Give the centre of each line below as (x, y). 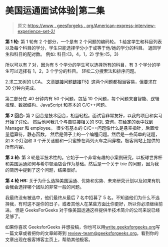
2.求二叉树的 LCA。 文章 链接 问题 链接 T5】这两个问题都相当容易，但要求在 (81, 82)
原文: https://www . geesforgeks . (51, 26)
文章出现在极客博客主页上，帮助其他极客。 (49, 239)
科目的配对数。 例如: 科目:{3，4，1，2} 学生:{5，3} (66, 54)
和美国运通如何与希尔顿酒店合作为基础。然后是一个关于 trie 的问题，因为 (80, 163)
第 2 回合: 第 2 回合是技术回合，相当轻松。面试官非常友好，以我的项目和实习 (84, 115)
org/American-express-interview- (121, 26)
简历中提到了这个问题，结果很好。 (44, 170)
